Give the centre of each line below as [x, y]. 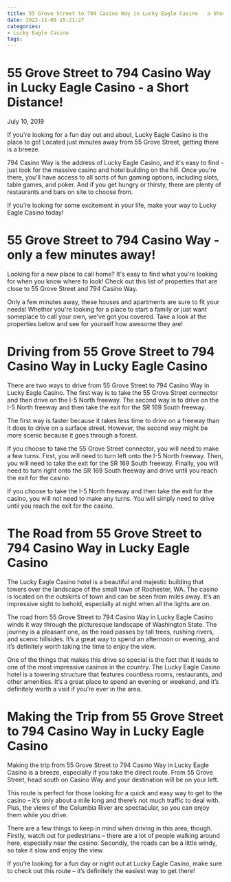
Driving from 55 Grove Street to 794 [111, 352]
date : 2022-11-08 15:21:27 [46, 20]
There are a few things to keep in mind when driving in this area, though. [110, 828]
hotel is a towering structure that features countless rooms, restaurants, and [115, 674]
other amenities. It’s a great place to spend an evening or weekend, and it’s [113, 681]
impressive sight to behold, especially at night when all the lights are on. [109, 603]
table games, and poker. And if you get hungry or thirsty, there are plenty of [114, 185]
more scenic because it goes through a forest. [73, 435]
